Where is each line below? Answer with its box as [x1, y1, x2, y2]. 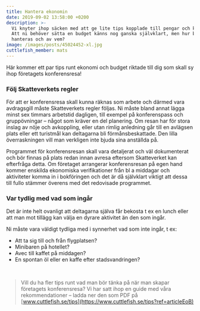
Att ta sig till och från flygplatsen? [14, 237, 97, 244]
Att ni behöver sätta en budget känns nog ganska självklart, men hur [11, 31, 190, 37]
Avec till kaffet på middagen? [14, 250, 86, 257]
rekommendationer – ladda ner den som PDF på [20, 292, 138, 299]
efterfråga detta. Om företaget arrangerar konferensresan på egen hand [6, 161, 183, 168]
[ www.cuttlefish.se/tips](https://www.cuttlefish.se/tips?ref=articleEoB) [20, 298, 194, 305]
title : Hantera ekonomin [6, 8, 68, 15]
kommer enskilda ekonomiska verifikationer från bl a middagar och [6, 167, 170, 174]
